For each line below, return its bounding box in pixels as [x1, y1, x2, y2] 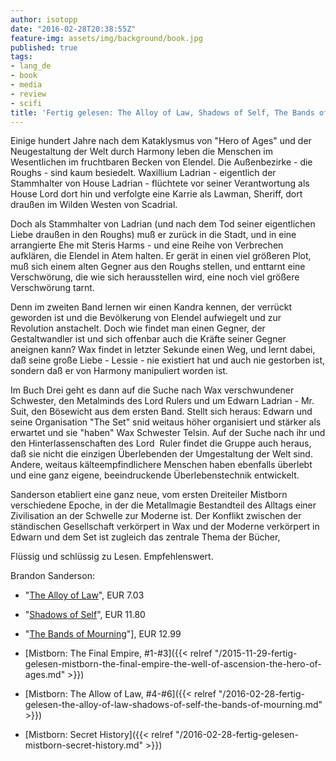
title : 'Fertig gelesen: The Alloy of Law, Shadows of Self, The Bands [10, 107, 315, 118]
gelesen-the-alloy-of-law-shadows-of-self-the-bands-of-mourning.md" [24, 699, 323, 711]
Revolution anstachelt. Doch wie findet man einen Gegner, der [10, 322, 266, 335]
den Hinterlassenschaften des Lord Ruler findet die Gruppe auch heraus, [10, 437, 312, 450]
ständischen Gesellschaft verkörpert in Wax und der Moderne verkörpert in [10, 521, 320, 533]
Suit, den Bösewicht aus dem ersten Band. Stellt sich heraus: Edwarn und [10, 406, 313, 418]
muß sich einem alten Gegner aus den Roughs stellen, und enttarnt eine [10, 261, 306, 273]
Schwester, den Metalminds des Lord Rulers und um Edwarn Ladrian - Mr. [10, 395, 315, 407]
